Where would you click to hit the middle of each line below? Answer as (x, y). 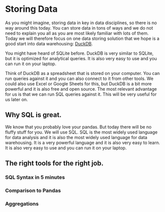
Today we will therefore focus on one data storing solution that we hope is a (82, 38)
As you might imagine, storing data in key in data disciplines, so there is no (81, 23)
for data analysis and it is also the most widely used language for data (76, 137)
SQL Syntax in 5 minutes (35, 177)
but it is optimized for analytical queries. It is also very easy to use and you (81, 58)
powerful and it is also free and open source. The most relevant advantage (81, 89)
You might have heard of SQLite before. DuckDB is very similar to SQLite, (80, 53)
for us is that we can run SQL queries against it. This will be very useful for (81, 94)
